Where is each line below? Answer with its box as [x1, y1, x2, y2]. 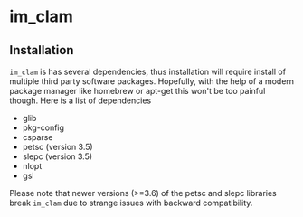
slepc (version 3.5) [22, 151, 93, 162]
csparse [22, 132, 53, 142]
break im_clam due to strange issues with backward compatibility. [9, 197, 253, 208]
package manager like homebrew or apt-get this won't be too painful [9, 86, 266, 96]
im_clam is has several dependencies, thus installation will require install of [9, 66, 287, 77]
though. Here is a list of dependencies [9, 95, 152, 106]
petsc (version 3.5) [22, 142, 93, 152]
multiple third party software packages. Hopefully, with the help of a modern [9, 76, 295, 87]
